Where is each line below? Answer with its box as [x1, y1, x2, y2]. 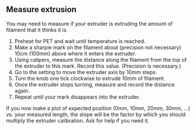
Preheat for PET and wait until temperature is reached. [14, 37, 146, 44]
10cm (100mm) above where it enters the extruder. [14, 50, 136, 57]
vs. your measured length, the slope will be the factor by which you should [6, 111, 186, 118]
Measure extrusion [6, 5, 77, 15]
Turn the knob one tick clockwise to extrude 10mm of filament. [14, 75, 166, 82]
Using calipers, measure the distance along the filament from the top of [14, 56, 187, 63]
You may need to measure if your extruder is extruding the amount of [6, 20, 173, 27]
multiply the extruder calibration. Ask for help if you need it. [6, 117, 150, 124]
